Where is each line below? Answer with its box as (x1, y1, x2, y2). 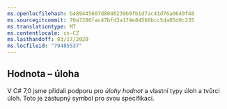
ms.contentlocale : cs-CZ (7, 29, 79, 37)
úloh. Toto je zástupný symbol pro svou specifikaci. (7, 94, 155, 102)
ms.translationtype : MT (7, 23, 77, 30)
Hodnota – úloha (7, 68, 80, 80)
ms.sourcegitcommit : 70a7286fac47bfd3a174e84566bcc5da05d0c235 (7, 17, 195, 24)
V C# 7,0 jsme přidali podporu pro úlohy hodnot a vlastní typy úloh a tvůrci (7, 86, 221, 94)
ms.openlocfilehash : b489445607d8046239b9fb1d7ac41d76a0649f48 (7, 10, 195, 17)
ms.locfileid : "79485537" (7, 42, 82, 49)
